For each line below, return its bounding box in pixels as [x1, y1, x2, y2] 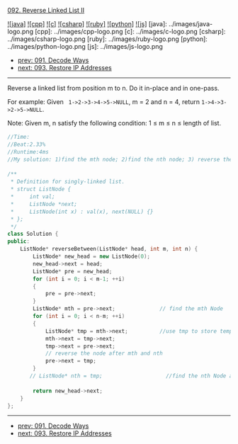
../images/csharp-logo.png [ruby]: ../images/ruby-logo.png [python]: [7, 35, 208, 43]
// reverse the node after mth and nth [45, 350, 163, 357]
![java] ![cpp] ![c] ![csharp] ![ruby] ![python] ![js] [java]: [7, 20, 168, 28]
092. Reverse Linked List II [7, 6, 85, 14]
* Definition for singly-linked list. [10, 178, 125, 186]
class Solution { [7, 230, 59, 238]
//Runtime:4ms [7, 148, 50, 155]
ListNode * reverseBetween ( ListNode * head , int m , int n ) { [20, 246, 198, 253]
